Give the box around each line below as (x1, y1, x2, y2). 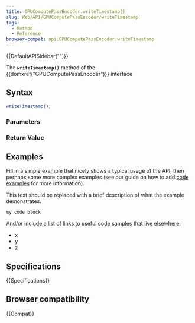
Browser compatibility (6, 294, 90, 305)
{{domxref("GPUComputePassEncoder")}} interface (6, 71, 133, 77)
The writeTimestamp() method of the (6, 64, 96, 71)
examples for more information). (6, 180, 84, 187)
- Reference (11, 31, 41, 37)
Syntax (6, 87, 33, 98)
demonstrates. (6, 198, 41, 205)
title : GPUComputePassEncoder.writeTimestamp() (6, 8, 126, 15)
